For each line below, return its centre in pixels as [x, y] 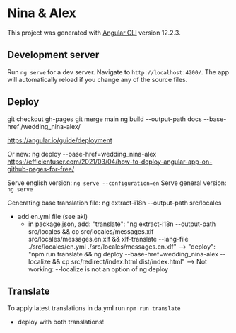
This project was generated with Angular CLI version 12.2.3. [94, 33]
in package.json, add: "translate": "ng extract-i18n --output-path [122, 224]
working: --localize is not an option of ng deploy [98, 269]
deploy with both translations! [61, 322]
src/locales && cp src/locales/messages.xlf [91, 231]
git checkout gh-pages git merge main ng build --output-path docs [105, 119]
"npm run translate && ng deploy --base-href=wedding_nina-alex [123, 254]
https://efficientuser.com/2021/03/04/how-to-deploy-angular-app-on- [110, 162]
